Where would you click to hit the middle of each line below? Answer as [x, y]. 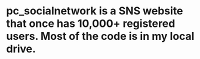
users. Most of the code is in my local [100, 36]
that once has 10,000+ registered [91, 24]
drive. [21, 49]
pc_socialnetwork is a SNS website [95, 11]
